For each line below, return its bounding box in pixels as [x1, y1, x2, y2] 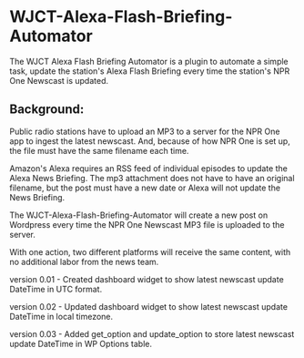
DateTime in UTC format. [9, 283, 103, 294]
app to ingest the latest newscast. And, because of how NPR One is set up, [9, 135, 291, 147]
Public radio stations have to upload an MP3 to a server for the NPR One [9, 126, 280, 137]
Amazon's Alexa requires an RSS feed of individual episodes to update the [9, 162, 289, 174]
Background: [9, 102, 85, 118]
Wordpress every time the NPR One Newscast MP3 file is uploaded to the [9, 219, 285, 230]
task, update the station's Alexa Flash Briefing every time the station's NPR [9, 66, 290, 77]
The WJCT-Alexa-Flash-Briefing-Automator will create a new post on [9, 210, 269, 220]
